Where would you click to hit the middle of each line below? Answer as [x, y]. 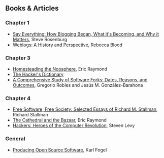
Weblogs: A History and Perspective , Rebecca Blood [68, 45]
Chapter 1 [17, 23]
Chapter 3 [18, 58]
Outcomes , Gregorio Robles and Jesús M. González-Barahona [78, 85]
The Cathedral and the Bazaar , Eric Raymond [59, 120]
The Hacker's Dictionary [38, 74]
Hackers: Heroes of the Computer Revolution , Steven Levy [74, 125]
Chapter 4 [18, 98]
